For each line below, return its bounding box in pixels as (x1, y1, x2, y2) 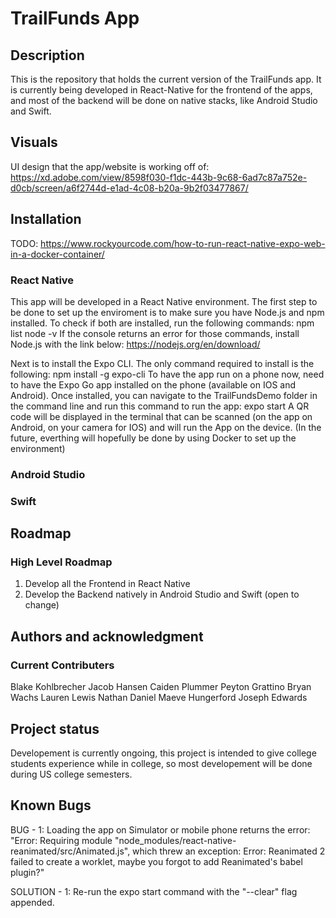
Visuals (10, 134, 58, 151)
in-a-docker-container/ (10, 248, 105, 260)
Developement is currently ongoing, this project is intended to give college (10, 747, 317, 759)
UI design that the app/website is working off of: (10, 160, 210, 172)
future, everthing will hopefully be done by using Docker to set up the (10, 432, 297, 444)
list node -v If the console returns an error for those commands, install (10, 327, 300, 339)
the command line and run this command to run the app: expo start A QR (10, 400, 310, 412)
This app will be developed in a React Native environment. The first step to (10, 295, 318, 307)
